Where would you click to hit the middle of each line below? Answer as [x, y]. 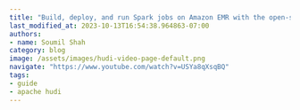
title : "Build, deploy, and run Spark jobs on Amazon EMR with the [137, 17]
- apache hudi [36, 91]
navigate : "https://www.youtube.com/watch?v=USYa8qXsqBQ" [119, 67]
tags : [19, 75]
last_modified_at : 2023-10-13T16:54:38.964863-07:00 [109, 26]
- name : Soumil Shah [48, 42]
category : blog [37, 51]
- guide [24, 83]
